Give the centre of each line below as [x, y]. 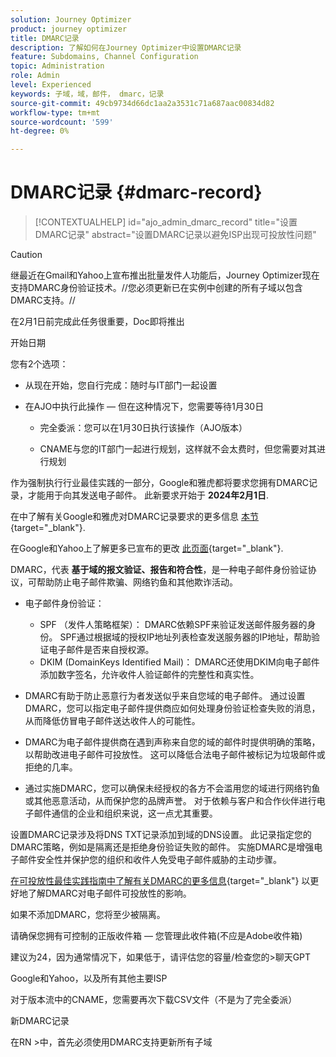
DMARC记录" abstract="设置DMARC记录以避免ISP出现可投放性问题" [175, 235]
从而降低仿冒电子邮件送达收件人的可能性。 [112, 721]
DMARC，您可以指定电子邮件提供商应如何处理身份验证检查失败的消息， [172, 708]
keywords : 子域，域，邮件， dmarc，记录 [87, 94]
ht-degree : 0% [40, 131]
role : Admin [35, 76]
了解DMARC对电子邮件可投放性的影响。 [109, 893]
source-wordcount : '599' [62, 122]
